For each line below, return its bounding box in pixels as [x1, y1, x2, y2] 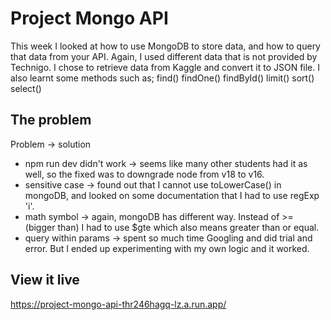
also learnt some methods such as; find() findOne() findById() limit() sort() [10, 72, 315, 84]
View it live [10, 272, 80, 289]
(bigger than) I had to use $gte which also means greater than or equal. [24, 221, 320, 233]
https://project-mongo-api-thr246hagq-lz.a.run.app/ [10, 298, 227, 310]
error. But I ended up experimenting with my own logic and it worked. [24, 242, 310, 254]
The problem [10, 112, 92, 129]
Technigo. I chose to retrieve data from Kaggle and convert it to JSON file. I [10, 61, 320, 73]
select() [10, 82, 42, 94]
